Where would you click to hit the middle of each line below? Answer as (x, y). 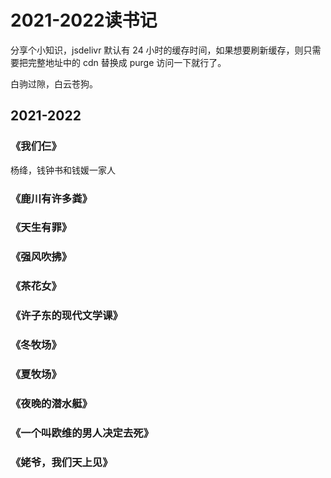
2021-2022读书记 (84, 20)
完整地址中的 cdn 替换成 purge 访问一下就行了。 (127, 62)
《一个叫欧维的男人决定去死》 (82, 433)
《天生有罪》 (41, 228)
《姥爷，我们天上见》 (61, 462)
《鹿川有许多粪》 (51, 198)
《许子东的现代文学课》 (66, 316)
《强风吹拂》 (41, 257)
